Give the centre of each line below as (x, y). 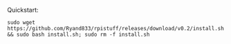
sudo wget (21, 23)
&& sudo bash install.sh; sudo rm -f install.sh (78, 34)
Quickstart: (23, 10)
